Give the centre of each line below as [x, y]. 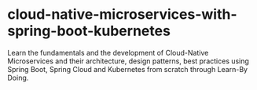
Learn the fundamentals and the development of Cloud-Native [108, 52]
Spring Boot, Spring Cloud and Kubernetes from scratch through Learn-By [128, 69]
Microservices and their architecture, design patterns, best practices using [128, 61]
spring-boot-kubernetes [89, 31]
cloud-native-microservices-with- [122, 14]
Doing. [18, 77]
